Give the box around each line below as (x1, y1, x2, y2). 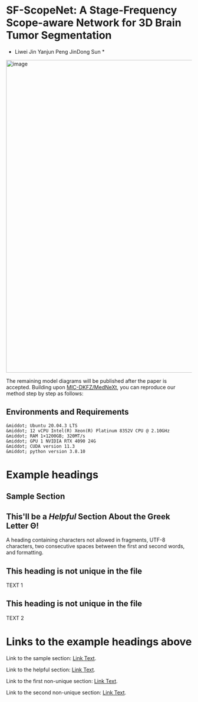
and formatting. (6, 549, 44, 556)
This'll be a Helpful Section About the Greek (6, 511, 170, 521)
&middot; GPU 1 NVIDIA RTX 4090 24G (6, 438, 96, 444)
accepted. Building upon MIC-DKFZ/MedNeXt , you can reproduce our (6, 383, 176, 391)
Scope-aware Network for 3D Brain (6, 16, 181, 29)
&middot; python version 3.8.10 (6, 448, 85, 454)
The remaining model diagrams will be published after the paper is (6, 377, 167, 384)
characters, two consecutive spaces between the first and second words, (6, 543, 185, 550)
